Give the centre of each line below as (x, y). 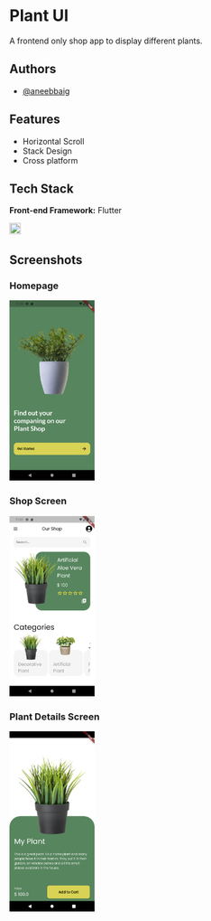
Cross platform (50, 160)
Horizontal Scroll (53, 141)
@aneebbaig (46, 90)
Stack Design (47, 151)
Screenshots (46, 260)
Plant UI (39, 16)
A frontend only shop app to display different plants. (106, 41)
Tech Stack (41, 188)
